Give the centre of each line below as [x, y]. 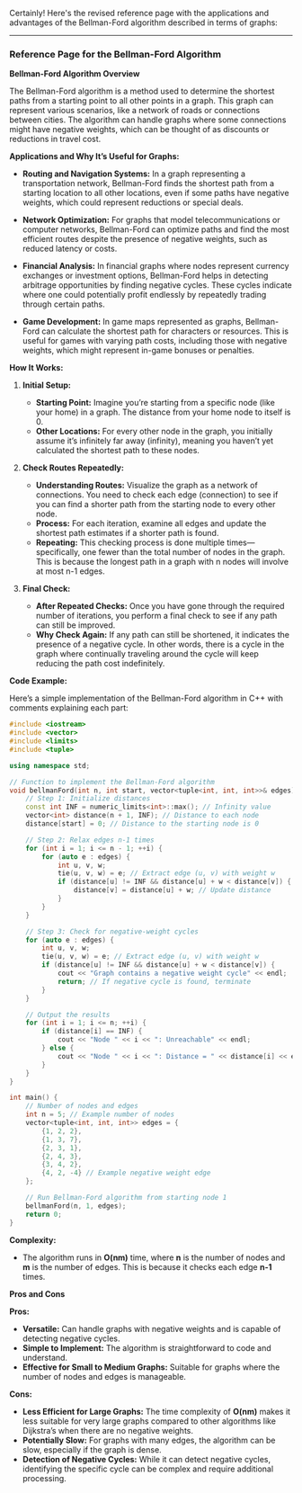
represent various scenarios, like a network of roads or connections [135, 111]
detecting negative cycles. [71, 1338]
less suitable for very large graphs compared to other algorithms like [149, 1421]
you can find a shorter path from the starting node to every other [155, 505]
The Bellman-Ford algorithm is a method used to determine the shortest [142, 91]
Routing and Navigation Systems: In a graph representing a [133, 174]
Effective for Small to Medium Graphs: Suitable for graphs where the [151, 1367]
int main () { [34, 1098]
